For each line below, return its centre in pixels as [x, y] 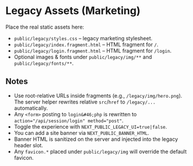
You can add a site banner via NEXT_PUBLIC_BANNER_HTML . [82, 133]
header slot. [28, 145]
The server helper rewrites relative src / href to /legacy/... [85, 102]
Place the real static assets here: [45, 27]
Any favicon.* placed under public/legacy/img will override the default [100, 151]
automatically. [31, 108]
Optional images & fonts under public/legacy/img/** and [83, 57]
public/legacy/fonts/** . [44, 63]
